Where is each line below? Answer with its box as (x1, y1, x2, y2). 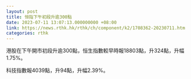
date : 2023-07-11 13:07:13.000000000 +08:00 (6, 19, 117, 25)
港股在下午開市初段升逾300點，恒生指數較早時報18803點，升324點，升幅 (6, 47, 185, 54)
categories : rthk (6, 30, 49, 36)
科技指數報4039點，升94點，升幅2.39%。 (6, 67, 109, 74)
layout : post (6, 8, 38, 15)
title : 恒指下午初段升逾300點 (6, 14, 72, 20)
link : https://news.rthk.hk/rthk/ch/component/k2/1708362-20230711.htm (6, 25, 185, 31)
